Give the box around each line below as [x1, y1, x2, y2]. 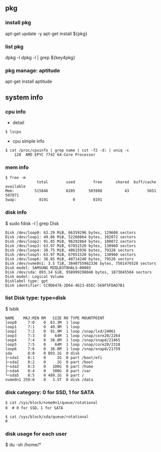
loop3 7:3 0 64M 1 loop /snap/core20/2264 [5, 333, 121, 338]
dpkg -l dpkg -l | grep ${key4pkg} [5, 54, 75, 60]
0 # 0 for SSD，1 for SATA [5, 406, 63, 411]
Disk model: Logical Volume [5, 274, 64, 279]
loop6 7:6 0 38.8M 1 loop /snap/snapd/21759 [5, 346, 121, 351]
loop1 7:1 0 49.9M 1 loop [5, 324, 80, 329]
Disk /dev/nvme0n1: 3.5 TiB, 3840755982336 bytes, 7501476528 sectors [5, 261, 156, 266]
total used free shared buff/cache [37, 179, 156, 185]
